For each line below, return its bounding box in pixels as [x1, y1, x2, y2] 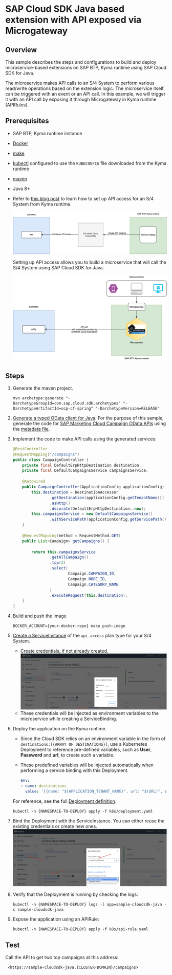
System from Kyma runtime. [12, 201, 72, 207]
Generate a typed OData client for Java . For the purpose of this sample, [12, 415, 164, 421]
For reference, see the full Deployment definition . [12, 798, 117, 804]
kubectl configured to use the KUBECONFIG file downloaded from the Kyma [12, 160, 167, 166]
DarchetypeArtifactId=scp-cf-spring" [12, 406, 94, 411]
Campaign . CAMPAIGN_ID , [68, 571, 116, 576]
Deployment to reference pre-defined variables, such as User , [20, 746, 152, 753]
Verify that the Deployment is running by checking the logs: [12, 891, 138, 897]
